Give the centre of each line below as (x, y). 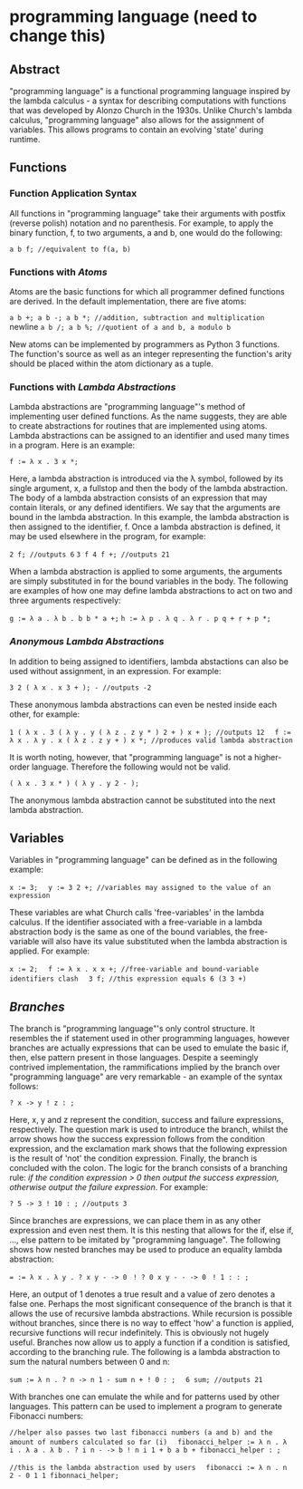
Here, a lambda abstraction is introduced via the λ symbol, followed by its (147, 479)
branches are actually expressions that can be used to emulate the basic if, (149, 1048)
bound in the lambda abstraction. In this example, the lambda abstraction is (149, 517)
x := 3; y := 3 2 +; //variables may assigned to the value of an (140, 888)
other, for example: (44, 714)
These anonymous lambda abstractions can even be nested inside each (143, 704)
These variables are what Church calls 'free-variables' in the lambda (137, 913)
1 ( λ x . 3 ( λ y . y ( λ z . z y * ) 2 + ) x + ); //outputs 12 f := (150, 732)
